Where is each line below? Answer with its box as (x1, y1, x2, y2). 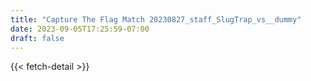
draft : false (10, 33, 65, 43)
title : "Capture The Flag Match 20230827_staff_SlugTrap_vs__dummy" (10, 14, 302, 25)
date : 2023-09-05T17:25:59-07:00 (10, 24, 150, 34)
